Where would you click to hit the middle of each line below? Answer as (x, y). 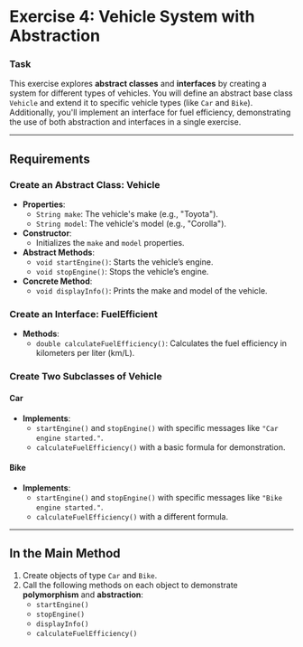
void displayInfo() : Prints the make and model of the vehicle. (151, 291)
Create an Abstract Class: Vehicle (85, 184)
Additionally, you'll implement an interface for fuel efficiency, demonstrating (150, 113)
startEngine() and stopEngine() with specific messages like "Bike (159, 497)
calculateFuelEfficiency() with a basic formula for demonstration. (161, 447)
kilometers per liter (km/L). (85, 353)
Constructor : (47, 233)
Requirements (50, 159)
